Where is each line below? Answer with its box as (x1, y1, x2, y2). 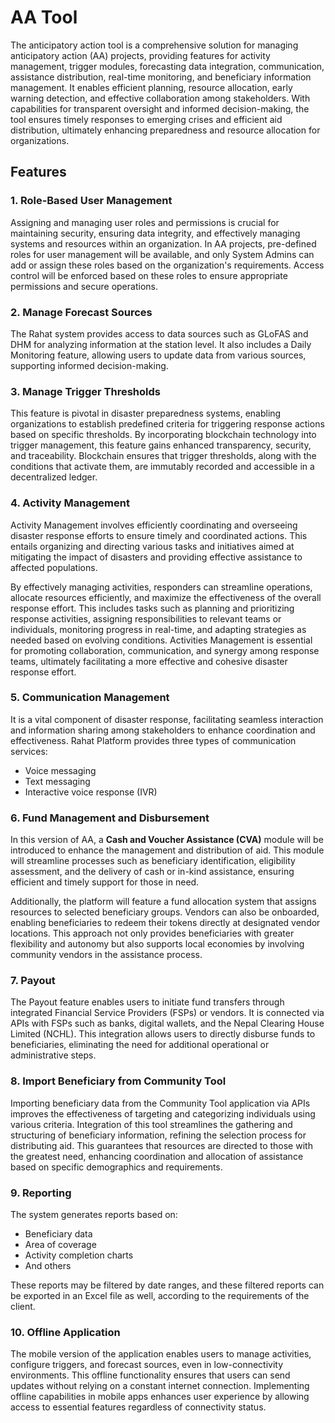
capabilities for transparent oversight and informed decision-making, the (10, 102, 310, 115)
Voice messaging (24, 764, 97, 776)
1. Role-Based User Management (10, 194, 173, 208)
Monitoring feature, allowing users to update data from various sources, (10, 349, 307, 361)
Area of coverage (24, 1239, 97, 1250)
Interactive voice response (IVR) (24, 786, 158, 798)
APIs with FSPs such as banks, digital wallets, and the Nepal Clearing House (10, 1017, 325, 1030)
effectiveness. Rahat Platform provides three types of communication (10, 734, 297, 746)
